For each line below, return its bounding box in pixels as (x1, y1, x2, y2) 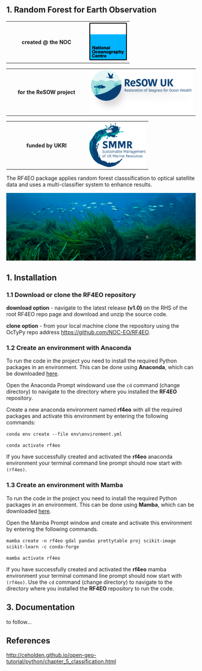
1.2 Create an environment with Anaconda (6, 344, 132, 352)
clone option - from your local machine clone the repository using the (6, 322, 179, 329)
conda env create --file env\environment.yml (6, 431, 122, 438)
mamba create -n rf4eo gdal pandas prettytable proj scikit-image (6, 538, 176, 544)
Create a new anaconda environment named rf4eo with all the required (6, 406, 182, 414)
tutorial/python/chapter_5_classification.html (6, 658, 116, 665)
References (6, 636, 50, 646)
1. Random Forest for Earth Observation (6, 5, 157, 15)
